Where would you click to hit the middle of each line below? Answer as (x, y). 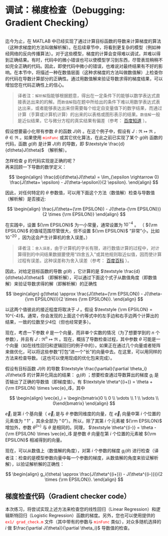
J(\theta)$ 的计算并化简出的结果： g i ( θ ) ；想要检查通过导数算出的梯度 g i (79, 375)
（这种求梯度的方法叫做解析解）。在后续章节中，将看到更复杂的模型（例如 (81, 47)
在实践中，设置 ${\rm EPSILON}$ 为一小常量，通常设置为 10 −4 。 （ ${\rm (81, 224)
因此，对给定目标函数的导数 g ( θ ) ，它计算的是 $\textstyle (64, 271)
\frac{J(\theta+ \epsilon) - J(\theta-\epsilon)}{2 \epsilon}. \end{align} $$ (84, 182)
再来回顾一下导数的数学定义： (36, 167)
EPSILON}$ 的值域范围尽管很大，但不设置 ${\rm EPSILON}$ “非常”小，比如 (82, 231)
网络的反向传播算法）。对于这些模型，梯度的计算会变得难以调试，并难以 (83, 54)
